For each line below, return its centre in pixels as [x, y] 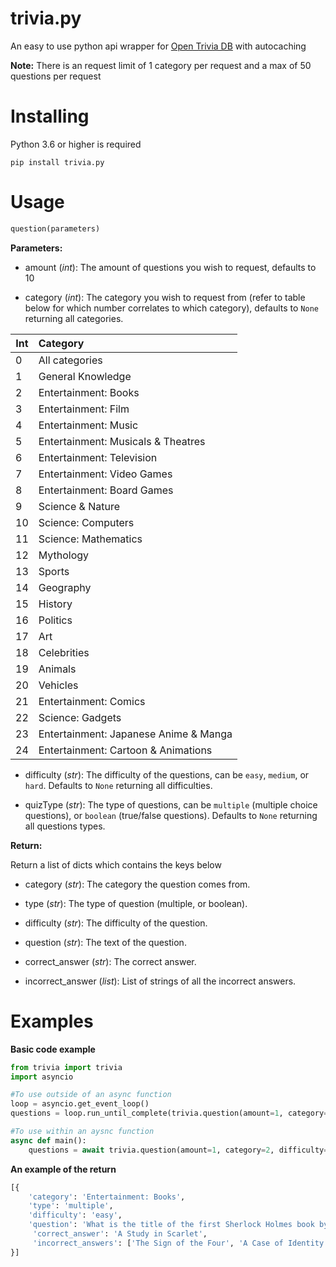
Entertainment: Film [84, 409]
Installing [50, 116]
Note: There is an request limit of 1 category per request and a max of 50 [161, 65]
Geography [65, 587]
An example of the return [63, 1169]
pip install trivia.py [57, 162]
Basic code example [53, 1049]
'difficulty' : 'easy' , [75, 1215]
